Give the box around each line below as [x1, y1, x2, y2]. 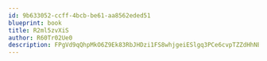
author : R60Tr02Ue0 [8, 33, 73, 42]
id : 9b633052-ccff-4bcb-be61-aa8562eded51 [8, 11, 151, 20]
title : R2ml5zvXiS [8, 26, 69, 34]
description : [8, 41, 52, 49]
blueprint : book [8, 19, 62, 27]
